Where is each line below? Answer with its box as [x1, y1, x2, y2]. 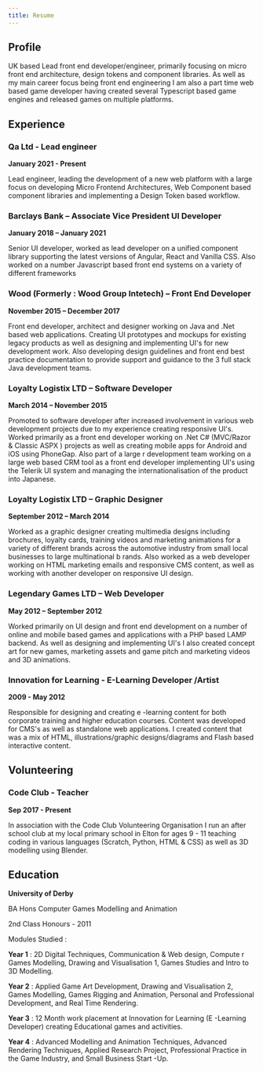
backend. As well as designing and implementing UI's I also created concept [8, 638, 255, 647]
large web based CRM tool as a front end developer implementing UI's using [8, 457, 255, 468]
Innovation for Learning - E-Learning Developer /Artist [8, 674, 220, 685]
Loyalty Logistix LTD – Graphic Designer [8, 493, 163, 504]
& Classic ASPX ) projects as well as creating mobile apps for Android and [8, 441, 247, 450]
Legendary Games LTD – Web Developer [8, 589, 165, 600]
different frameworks [8, 269, 77, 278]
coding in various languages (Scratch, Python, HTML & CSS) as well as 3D [8, 837, 249, 846]
